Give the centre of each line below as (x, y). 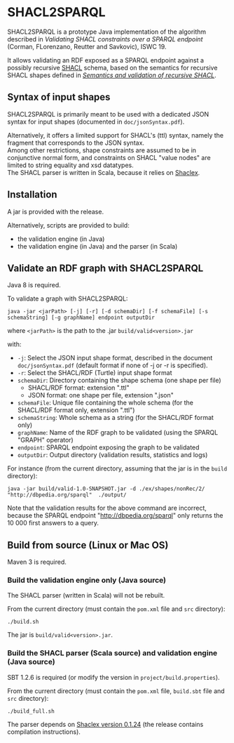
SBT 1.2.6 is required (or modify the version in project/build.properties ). (113, 677)
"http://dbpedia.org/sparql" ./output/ (67, 495)
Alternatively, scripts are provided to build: (68, 225)
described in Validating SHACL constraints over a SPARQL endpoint (105, 39)
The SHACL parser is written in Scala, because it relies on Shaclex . (104, 172)
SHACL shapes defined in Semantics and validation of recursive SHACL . (112, 75)
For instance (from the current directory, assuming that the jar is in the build (117, 468)
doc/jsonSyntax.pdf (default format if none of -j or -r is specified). (112, 365)
